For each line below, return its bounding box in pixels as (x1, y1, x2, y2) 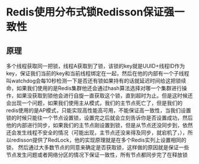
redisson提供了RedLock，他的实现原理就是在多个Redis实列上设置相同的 (11, 137, 187, 143)
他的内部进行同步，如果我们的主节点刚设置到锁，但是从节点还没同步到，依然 (6, 122, 193, 128)
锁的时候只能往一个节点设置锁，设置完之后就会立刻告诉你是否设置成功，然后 (6, 114, 193, 121)
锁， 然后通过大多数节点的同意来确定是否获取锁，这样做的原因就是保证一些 (6, 144, 190, 151)
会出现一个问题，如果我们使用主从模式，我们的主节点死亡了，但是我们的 (6, 99, 182, 107)
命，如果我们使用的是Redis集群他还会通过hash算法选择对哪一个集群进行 (6, 85, 182, 92)
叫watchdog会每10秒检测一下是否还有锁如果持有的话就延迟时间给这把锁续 (6, 78, 187, 84)
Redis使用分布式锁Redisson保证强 (6, 5, 175, 19)
